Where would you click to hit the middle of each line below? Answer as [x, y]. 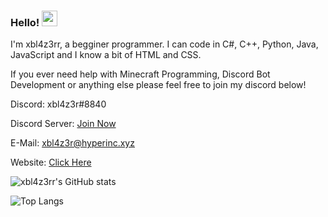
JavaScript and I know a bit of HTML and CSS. [106, 55]
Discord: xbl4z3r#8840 [58, 104]
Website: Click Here [51, 162]
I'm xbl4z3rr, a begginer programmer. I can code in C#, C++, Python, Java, [164, 44]
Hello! [25, 22]
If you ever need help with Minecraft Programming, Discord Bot [140, 74]
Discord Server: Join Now [63, 124]
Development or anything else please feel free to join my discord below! [158, 85]
